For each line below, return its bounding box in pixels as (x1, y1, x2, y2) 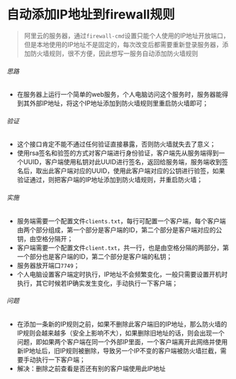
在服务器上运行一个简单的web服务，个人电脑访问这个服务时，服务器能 (16, 90, 223, 99)
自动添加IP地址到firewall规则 (6, 6, 175, 23)
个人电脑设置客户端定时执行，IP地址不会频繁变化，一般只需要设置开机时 (16, 269, 228, 278)
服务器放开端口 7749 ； (16, 261, 80, 269)
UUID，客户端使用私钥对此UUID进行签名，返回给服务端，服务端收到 (23, 158, 223, 166)
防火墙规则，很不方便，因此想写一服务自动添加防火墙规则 (30, 49, 198, 58)
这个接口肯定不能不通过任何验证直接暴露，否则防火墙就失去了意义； (16, 140, 216, 149)
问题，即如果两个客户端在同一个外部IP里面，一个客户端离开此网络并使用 (16, 337, 228, 346)
